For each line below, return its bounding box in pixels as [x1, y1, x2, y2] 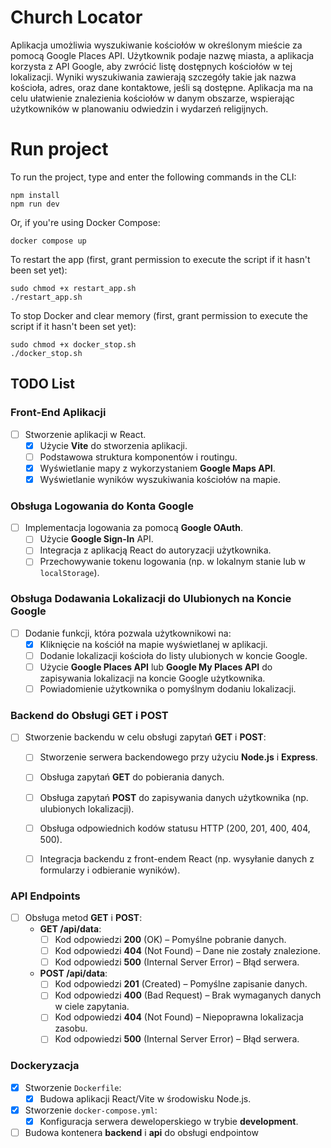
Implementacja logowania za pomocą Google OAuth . [24, 522, 243, 534]
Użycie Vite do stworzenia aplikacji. [39, 439, 188, 451]
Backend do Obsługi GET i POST [10, 708, 169, 722]
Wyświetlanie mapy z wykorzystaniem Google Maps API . [39, 462, 276, 474]
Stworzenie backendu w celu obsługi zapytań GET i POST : [24, 731, 267, 743]
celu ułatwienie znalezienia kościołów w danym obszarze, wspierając [10, 92, 295, 104]
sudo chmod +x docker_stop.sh [10, 339, 137, 350]
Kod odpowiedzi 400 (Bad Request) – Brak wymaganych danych [54, 989, 322, 1001]
